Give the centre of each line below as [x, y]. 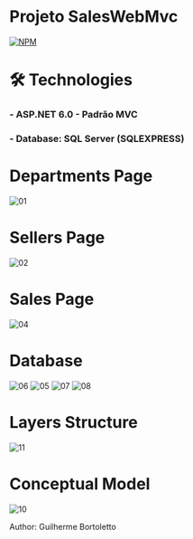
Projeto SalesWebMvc [94, 17]
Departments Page [81, 176]
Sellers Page [57, 238]
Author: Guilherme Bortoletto [63, 526]
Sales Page [52, 299]
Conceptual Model [80, 483]
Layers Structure [74, 422]
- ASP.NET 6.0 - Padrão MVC [74, 115]
